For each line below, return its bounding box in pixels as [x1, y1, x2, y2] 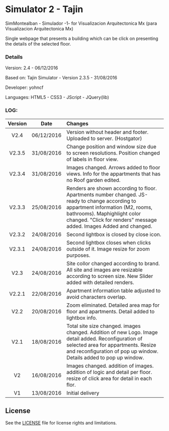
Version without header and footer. [66, 128, 149, 135]
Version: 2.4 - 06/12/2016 [5, 65, 58, 71]
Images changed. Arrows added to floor [66, 164, 160, 171]
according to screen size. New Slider [66, 272, 153, 279]
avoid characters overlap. [66, 293, 127, 300]
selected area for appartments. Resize [66, 341, 156, 348]
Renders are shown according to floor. [66, 184, 157, 191]
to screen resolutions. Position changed [66, 149, 160, 156]
